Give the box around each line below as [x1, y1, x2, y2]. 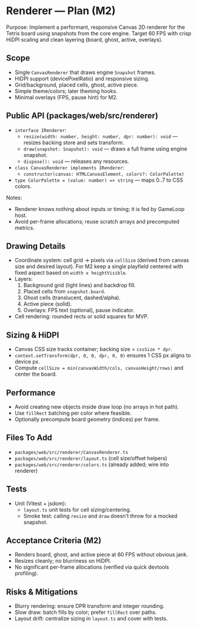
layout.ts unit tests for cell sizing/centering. [23, 506, 131, 513]
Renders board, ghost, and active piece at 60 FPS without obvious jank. [14, 551, 188, 558]
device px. [14, 358, 40, 365]
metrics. [14, 224, 35, 231]
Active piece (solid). [23, 300, 72, 308]
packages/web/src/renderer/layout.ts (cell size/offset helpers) [14, 455, 168, 462]
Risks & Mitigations [6, 587, 78, 597]
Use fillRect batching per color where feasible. [14, 410, 132, 416]
